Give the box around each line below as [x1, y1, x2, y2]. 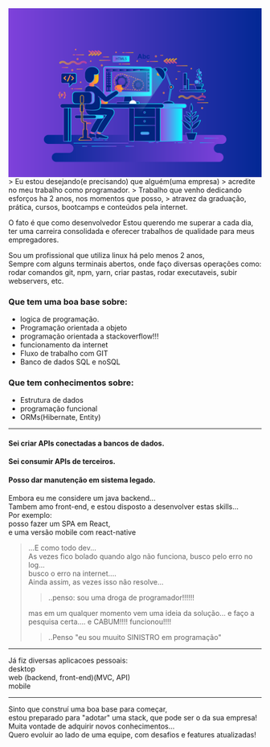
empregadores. [8, 235, 59, 244]
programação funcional [19, 404, 98, 413]
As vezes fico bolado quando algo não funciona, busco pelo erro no [27, 551, 253, 561]
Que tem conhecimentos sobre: [8, 377, 134, 388]
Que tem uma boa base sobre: [8, 296, 128, 307]
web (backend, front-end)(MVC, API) [8, 672, 131, 682]
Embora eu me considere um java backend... [8, 493, 156, 503]
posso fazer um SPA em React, [8, 519, 111, 528]
